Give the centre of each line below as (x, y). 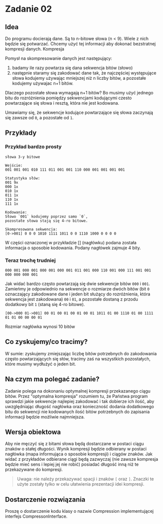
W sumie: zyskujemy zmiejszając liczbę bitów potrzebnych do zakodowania (81, 353)
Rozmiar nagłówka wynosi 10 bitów (40, 326)
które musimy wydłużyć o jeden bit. (41, 364)
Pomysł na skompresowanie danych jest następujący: (59, 58)
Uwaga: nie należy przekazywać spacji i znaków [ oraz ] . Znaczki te (85, 479)
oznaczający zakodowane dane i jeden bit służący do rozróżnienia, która (78, 294)
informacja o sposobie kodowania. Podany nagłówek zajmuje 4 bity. (73, 248)
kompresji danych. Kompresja (35, 49)
